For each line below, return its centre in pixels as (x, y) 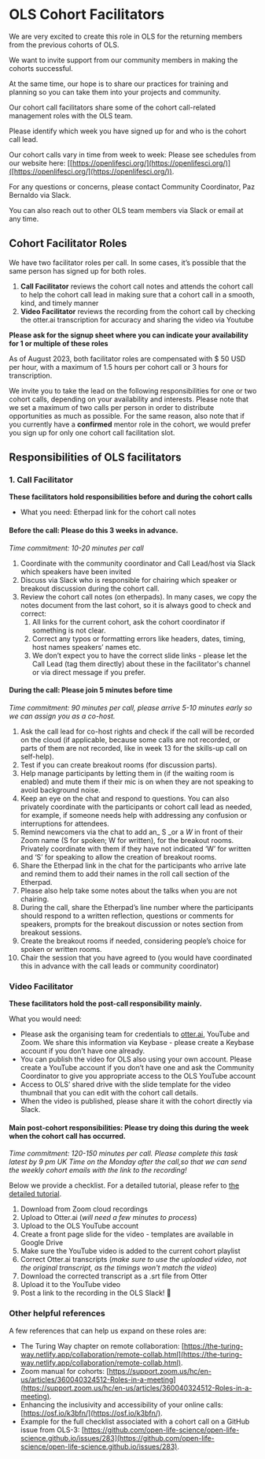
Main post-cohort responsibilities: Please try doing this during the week (129, 1127)
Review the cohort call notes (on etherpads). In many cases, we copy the (138, 596)
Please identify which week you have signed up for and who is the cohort (128, 131)
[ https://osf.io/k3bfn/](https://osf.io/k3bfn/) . (92, 1412)
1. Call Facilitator (41, 480)
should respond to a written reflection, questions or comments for (127, 916)
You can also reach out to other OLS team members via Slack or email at (126, 210)
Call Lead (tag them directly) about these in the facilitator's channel (141, 663)
